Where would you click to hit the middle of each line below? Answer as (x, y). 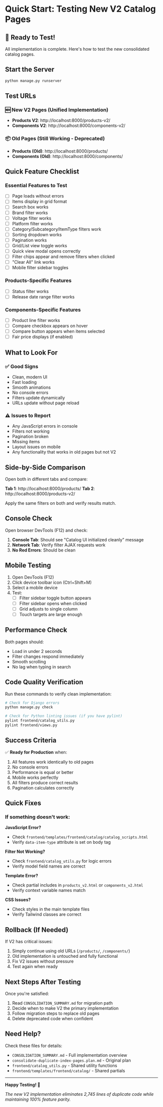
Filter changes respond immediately (48, 656)
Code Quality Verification (44, 682)
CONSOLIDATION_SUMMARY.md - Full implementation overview (70, 1055)
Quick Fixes (23, 803)
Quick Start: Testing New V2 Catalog (81, 9)
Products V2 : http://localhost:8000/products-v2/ (61, 120)
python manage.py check (29, 707)
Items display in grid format (39, 201)
